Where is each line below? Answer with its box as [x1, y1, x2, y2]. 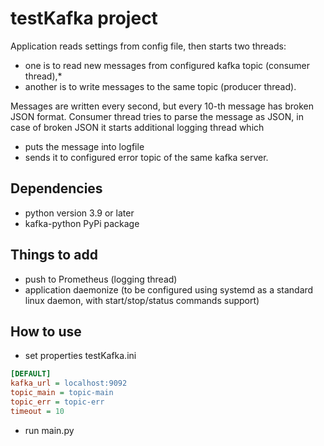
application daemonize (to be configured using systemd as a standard [24, 283, 314, 296]
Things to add [10, 247, 98, 264]
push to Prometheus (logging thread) [24, 273, 178, 285]
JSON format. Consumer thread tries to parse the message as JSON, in [10, 110, 304, 122]
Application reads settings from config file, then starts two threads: [10, 40, 287, 52]
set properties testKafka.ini [24, 350, 137, 362]
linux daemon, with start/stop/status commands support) [24, 294, 260, 306]
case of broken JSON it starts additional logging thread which [10, 121, 265, 133]
